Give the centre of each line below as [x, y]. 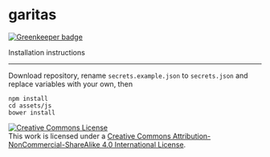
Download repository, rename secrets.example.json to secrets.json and [128, 75]
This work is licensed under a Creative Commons [90, 136]
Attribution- [192, 136]
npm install [28, 99]
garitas [33, 15]
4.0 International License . [144, 144]
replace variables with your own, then [71, 84]
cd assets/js [30, 106]
